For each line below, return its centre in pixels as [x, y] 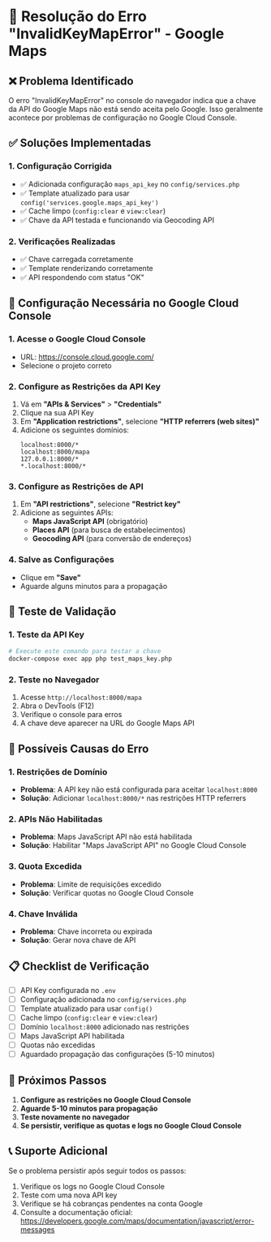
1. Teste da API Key [47, 634]
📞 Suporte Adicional [58, 1151]
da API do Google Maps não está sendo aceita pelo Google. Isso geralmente [136, 109]
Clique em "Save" [50, 577]
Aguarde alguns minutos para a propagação [94, 586]
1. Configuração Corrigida [60, 166]
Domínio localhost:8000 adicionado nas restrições [105, 1026]
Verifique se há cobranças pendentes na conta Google [111, 1203]
